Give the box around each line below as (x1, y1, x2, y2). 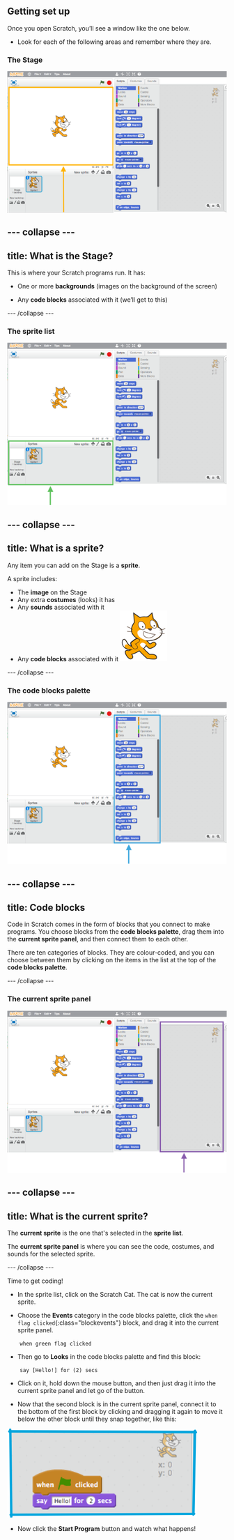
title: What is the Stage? (7, 250, 114, 262)
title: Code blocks (7, 902, 86, 914)
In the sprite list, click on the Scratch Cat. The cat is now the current (17, 1291, 213, 1299)
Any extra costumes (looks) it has (17, 595, 115, 603)
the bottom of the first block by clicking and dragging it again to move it (17, 1408, 223, 1416)
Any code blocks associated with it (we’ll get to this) (17, 295, 169, 304)
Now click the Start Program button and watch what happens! (17, 1525, 196, 1533)
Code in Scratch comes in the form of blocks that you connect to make (7, 920, 210, 929)
